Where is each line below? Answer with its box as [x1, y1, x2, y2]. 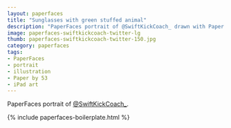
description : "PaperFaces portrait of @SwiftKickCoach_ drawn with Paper [7, 23, 225, 30]
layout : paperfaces [7, 10, 64, 17]
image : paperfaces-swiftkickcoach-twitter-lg [7, 29, 140, 37]
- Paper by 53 [7, 74, 48, 82]
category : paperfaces [7, 42, 70, 49]
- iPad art [7, 81, 39, 88]
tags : [7, 49, 23, 56]
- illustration [7, 68, 51, 75]
